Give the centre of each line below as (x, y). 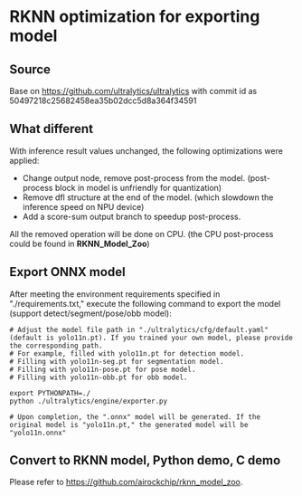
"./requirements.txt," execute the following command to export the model (145, 303)
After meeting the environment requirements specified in (115, 294)
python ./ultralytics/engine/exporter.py (89, 401)
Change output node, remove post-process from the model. (134, 177)
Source (30, 69)
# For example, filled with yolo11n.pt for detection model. (127, 353)
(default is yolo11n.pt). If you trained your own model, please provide (151, 338)
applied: (24, 160)
